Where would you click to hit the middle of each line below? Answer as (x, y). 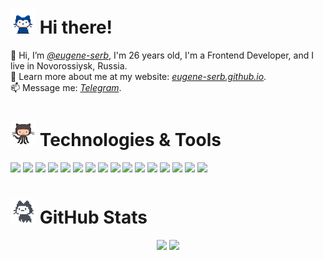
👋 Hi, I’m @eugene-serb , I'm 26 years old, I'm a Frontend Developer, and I (162, 55)
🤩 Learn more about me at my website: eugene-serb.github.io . (138, 76)
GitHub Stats (93, 217)
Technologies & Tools (130, 140)
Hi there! (76, 27)
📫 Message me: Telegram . (66, 87)
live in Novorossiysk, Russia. (69, 65)
